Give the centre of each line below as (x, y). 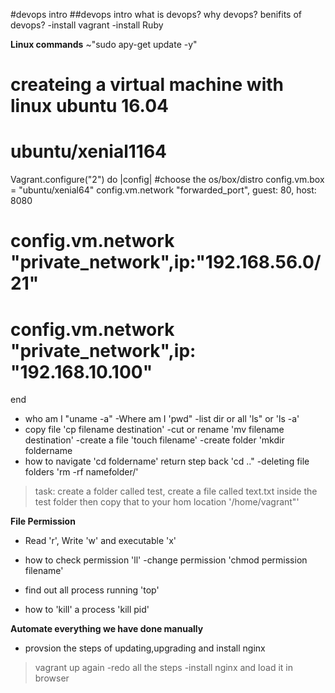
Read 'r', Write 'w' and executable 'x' (100, 541)
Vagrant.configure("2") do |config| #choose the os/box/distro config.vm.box (167, 180)
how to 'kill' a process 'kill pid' (87, 610)
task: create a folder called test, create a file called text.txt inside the (176, 491)
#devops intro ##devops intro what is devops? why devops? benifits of (156, 14)
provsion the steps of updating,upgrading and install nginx (145, 648)
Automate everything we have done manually (107, 629)
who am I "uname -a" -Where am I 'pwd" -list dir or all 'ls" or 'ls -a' (162, 419)
